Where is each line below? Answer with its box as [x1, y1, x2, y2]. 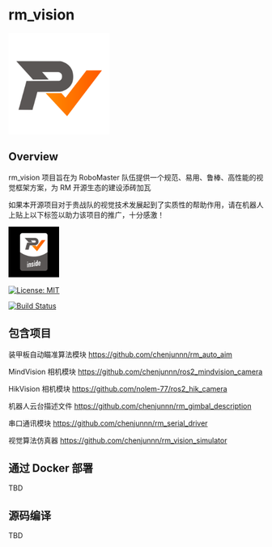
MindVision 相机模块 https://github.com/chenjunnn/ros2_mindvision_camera [8, 367, 263, 376]
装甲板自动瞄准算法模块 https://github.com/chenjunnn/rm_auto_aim [8, 350, 233, 359]
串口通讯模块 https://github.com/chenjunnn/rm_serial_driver [8, 418, 208, 428]
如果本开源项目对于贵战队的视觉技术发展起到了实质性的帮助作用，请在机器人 [8, 200, 264, 210]
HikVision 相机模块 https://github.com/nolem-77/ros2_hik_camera [8, 384, 228, 393]
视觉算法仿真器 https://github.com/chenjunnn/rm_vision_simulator [8, 435, 227, 445]
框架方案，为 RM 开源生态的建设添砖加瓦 [15, 182, 151, 192]
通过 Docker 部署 [8, 461, 94, 475]
